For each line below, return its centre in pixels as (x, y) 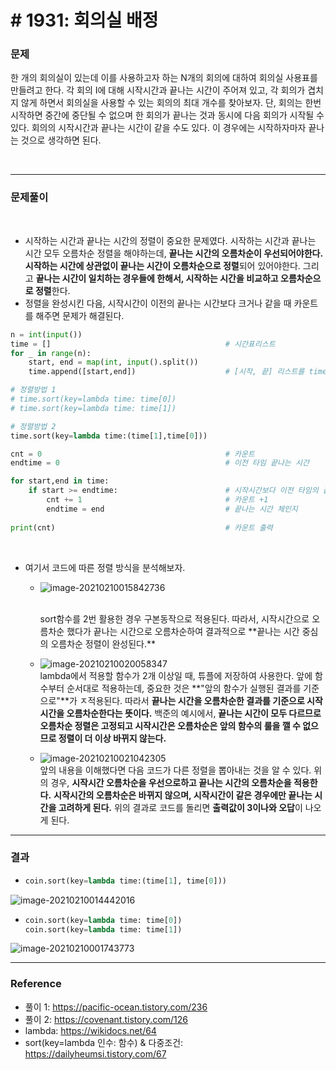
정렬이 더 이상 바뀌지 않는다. (112, 738)
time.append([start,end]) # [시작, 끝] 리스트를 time (178, 372)
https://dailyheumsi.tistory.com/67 (95, 1053)
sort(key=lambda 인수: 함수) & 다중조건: (104, 1042)
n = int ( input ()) (46, 334)
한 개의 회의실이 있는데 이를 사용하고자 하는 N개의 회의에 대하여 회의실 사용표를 (164, 78)
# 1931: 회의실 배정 (84, 20)
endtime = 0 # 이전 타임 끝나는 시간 (160, 463)
